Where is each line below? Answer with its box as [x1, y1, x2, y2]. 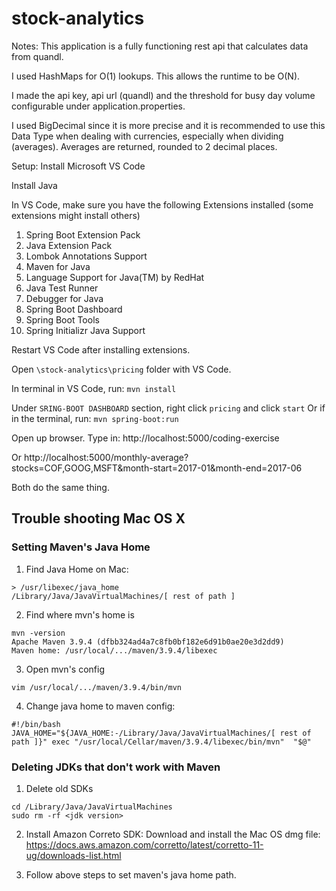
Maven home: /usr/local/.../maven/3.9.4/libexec [11, 645, 218, 656]
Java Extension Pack [25, 239, 113, 251]
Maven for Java [25, 260, 91, 272]
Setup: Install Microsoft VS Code [11, 160, 146, 172]
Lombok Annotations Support [25, 250, 148, 262]
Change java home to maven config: [25, 700, 176, 712]
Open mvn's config [25, 663, 105, 675]
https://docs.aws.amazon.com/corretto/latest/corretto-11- [25, 838, 264, 851]
